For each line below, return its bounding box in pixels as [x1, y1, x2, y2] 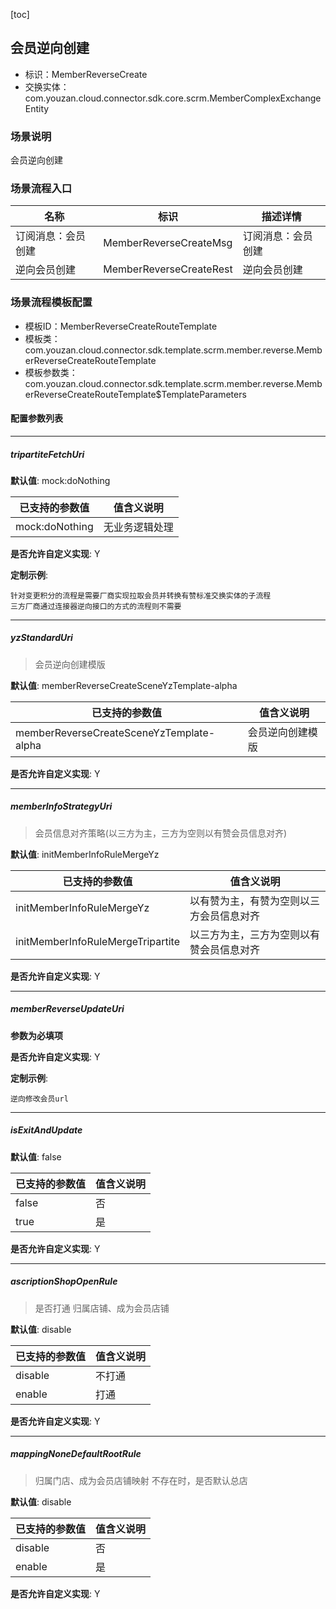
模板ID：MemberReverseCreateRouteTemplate [24, 320, 218, 332]
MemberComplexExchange [209, 92, 322, 104]
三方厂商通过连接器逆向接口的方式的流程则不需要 [10, 601, 182, 611]
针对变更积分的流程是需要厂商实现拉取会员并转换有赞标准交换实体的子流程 [10, 590, 272, 601]
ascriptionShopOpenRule [10, 1275, 118, 1288]
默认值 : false [10, 1150, 62, 1163]
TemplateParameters [161, 388, 247, 400]
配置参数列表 [10, 412, 63, 424]
